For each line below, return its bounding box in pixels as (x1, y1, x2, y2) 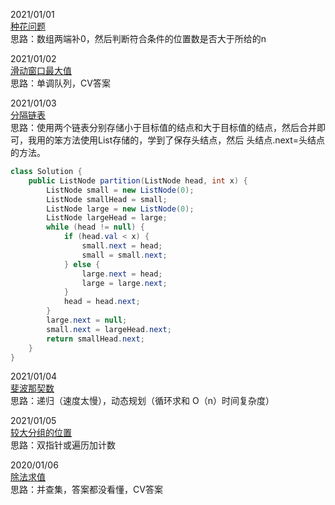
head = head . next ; (63, 297, 141, 307)
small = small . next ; (81, 250, 168, 260)
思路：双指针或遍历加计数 (10, 439, 116, 451)
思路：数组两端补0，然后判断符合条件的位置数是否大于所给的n (10, 33, 267, 44)
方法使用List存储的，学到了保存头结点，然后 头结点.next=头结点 (62, 134, 326, 146)
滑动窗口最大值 (10, 65, 72, 76)
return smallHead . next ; (46, 334, 145, 344)
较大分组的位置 (10, 427, 72, 439)
